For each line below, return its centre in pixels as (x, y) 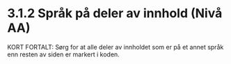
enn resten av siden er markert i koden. (63, 54)
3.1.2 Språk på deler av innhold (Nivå (115, 13)
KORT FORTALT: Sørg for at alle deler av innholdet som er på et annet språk (115, 47)
